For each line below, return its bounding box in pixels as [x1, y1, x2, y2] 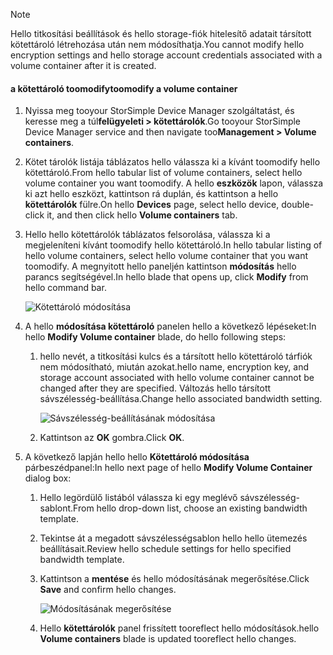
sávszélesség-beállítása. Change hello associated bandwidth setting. [39, 393, 323, 405]
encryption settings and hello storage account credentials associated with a [10, 49, 323, 61]
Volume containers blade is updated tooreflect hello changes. [39, 633, 297, 645]
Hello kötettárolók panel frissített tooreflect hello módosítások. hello [39, 622, 320, 634]
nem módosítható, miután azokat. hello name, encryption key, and [39, 361, 309, 373]
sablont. [39, 502, 74, 514]
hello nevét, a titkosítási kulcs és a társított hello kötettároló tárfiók [39, 350, 313, 363]
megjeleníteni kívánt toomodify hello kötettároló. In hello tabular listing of [24, 239, 323, 251]
